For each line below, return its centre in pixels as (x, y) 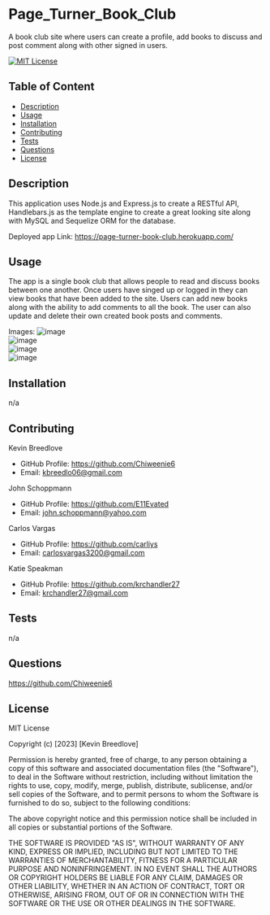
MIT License (29, 728)
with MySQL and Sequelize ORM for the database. (92, 220)
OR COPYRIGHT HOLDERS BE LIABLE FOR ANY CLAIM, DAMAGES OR (126, 878)
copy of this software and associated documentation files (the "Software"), (134, 769)
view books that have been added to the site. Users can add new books (128, 298)
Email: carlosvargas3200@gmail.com (82, 553)
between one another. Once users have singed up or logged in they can (128, 290)
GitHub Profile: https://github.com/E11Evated (94, 504)
